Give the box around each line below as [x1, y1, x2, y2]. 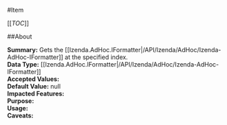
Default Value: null [7, 82, 61, 90]
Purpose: [7, 97, 34, 105]
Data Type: [7, 60, 39, 68]
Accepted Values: [7, 75, 60, 83]
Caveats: [7, 111, 34, 120]
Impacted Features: [7, 89, 64, 98]
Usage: [7, 104, 29, 112]
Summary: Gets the [7, 46, 63, 54]
